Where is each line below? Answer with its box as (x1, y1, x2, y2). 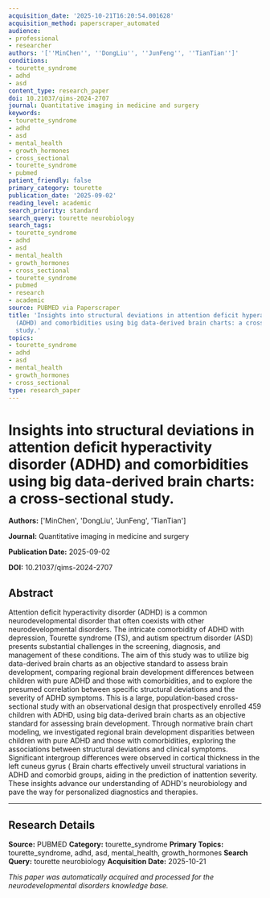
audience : (8, 27, 42, 35)
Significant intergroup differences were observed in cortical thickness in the (8, 753, 260, 763)
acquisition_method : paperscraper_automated (8, 19, 160, 27)
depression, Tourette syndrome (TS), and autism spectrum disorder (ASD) (8, 633, 253, 643)
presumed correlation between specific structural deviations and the (8, 685, 235, 694)
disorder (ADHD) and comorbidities (8, 455, 249, 474)
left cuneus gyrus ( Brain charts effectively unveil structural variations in (8, 762, 247, 772)
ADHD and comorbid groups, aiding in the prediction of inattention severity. (8, 770, 259, 780)
